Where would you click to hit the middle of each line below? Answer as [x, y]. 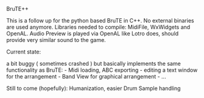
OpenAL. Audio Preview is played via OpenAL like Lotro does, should [93, 33]
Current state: [24, 52]
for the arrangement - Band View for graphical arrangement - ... [86, 76]
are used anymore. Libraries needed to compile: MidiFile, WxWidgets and [98, 27]
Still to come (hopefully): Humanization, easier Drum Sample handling [93, 88]
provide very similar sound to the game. [56, 40]
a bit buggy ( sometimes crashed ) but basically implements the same [93, 64]
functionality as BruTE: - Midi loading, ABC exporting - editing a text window [102, 70]
